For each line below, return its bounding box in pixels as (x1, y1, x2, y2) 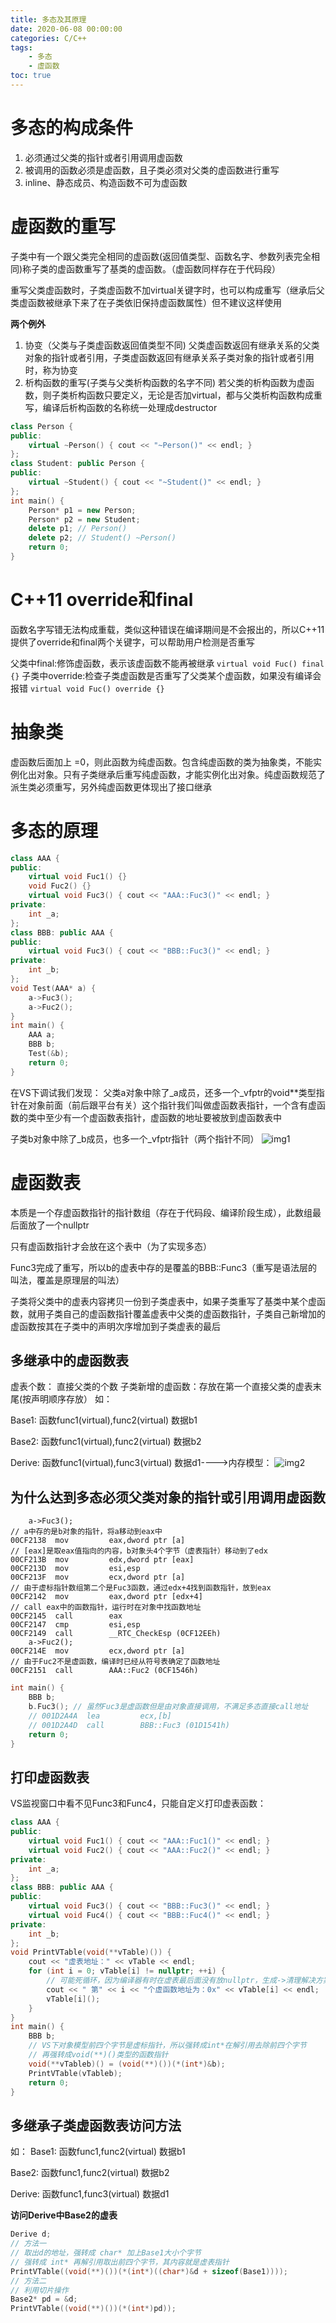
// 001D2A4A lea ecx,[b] (28, 1711, 172, 1721)
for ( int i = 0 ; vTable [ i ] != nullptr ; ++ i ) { (28, 1966, 226, 1976)
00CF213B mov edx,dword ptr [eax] (10, 1555, 195, 1565)
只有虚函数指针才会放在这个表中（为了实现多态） (10, 1240, 212, 1252)
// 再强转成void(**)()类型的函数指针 (28, 2050, 169, 2060)
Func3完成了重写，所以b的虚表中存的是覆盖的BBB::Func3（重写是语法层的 (10, 1261, 318, 1273)
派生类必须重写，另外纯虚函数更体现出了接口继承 (10, 781, 212, 793)
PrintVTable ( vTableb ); (28, 2068, 123, 2078)
